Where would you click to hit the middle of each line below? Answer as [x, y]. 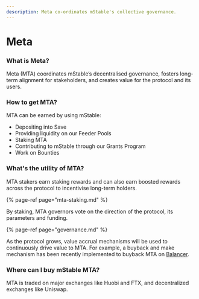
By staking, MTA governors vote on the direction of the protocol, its [90, 211]
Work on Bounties [37, 153]
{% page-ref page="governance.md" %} [57, 230]
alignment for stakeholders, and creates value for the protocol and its [105, 80]
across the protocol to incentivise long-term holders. [71, 188]
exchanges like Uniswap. [37, 289]
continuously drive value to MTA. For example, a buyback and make [90, 248]
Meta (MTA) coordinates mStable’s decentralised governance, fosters [93, 74]
